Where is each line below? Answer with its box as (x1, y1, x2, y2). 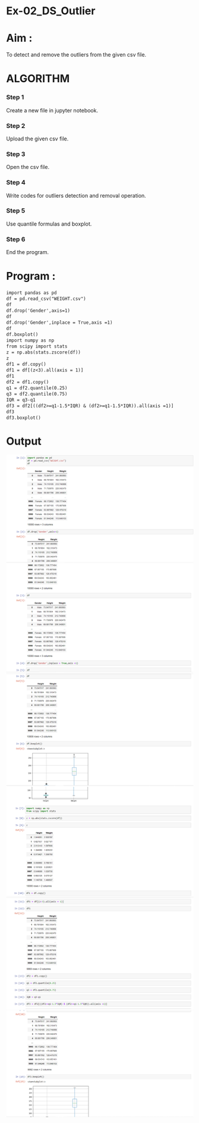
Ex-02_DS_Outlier (6, 4, 96, 18)
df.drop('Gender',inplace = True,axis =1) (6, 320, 113, 326)
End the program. (6, 249, 49, 256)
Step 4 (6, 179, 26, 187)
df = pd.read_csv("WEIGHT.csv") (6, 296, 86, 302)
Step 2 (6, 121, 26, 130)
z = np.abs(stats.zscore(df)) (6, 349, 81, 355)
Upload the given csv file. (6, 135, 69, 142)
